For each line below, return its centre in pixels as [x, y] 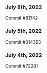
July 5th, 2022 [23, 31]
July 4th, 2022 [24, 55]
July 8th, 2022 [23, 7]
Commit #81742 [21, 18]
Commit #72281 [22, 66]
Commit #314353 [23, 42]
